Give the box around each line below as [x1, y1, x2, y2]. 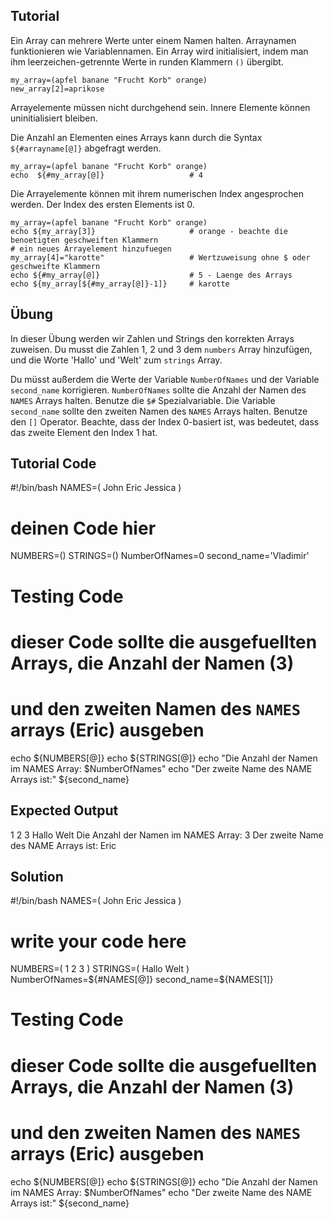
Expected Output [10, 802, 119, 819]
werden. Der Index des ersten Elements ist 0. [10, 198, 195, 210]
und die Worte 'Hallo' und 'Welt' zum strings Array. [10, 354, 223, 366]
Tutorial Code [10, 455, 97, 473]
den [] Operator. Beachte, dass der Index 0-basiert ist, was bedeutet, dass [10, 415, 320, 428]
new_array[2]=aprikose [10, 84, 105, 94]
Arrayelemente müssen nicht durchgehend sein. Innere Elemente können [10, 101, 311, 113]
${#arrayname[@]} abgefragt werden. [10, 142, 162, 154]
